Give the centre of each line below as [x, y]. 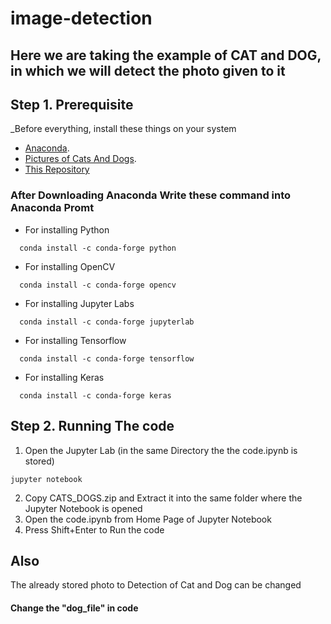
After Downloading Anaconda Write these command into [151, 195]
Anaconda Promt [52, 208]
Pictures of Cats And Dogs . [80, 159]
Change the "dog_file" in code [74, 608]
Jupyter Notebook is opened [83, 508]
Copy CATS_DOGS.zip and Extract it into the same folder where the [163, 498]
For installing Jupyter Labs [79, 303]
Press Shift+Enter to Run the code [94, 529]
